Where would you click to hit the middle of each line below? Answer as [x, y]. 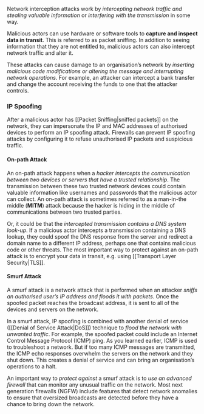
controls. [18, 90]
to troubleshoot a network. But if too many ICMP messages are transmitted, [101, 347]
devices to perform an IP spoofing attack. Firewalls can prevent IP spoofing [101, 133]
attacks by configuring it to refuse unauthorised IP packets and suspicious [100, 139]
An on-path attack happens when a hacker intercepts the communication [99, 173]
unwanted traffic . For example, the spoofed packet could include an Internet [102, 334]
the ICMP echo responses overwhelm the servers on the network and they [100, 353]
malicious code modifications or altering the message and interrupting [95, 71]
